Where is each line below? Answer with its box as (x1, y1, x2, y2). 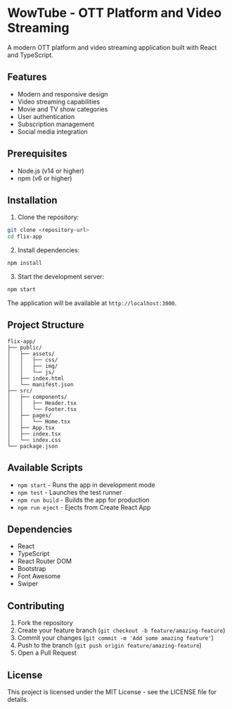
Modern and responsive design (17, 90, 108, 98)
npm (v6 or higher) (17, 174, 72, 183)
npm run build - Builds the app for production (17, 495, 150, 504)
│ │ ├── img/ (7, 362, 58, 369)
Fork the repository (17, 619, 74, 627)
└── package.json (7, 443, 58, 450)
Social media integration (17, 127, 88, 135)
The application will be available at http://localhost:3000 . (7, 298, 177, 307)
